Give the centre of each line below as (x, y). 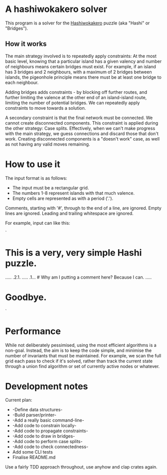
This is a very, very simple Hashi (74, 252)
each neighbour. (22, 82)
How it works (26, 44)
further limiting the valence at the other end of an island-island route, (76, 97)
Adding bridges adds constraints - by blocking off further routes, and (76, 92)
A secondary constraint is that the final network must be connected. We (79, 118)
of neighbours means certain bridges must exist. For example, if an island (81, 66)
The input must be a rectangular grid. (51, 187)
